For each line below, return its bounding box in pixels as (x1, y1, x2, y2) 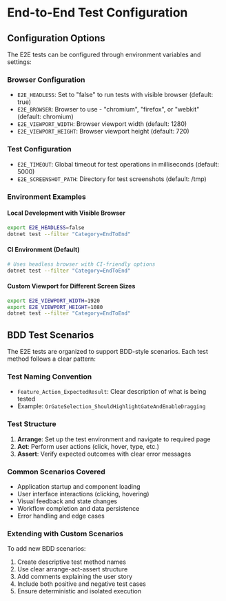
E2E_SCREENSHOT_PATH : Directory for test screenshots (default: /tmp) (17, 174, 207, 183)
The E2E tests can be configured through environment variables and (7, 50, 201, 59)
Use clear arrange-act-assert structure (17, 565, 128, 573)
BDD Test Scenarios (7, 329, 94, 341)
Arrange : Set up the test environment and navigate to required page (17, 435, 211, 443)
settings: (7, 58, 32, 66)
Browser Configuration (7, 74, 85, 84)
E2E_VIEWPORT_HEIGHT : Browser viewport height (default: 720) (17, 127, 189, 136)
